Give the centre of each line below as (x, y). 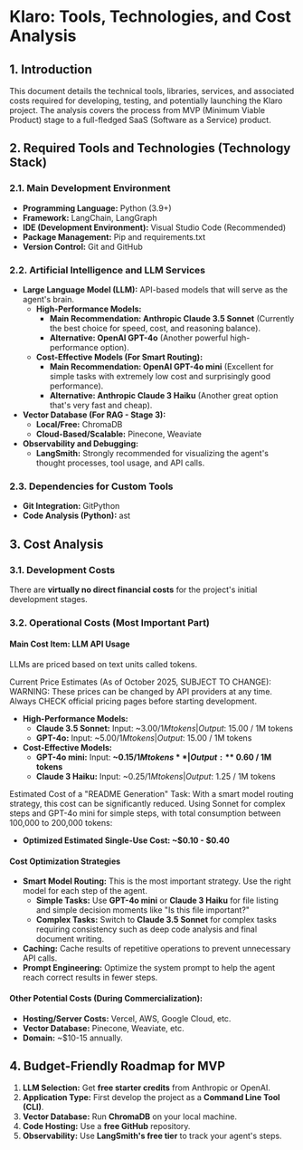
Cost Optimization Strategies (65, 861)
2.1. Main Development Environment (90, 188)
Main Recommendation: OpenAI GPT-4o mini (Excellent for (161, 366)
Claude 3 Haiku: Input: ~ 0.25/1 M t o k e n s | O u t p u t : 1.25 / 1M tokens (156, 777)
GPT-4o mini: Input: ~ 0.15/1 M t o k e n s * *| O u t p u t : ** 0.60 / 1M (154, 757)
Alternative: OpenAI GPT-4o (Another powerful (139, 338)
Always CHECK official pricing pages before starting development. (133, 701)
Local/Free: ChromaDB (79, 424)
